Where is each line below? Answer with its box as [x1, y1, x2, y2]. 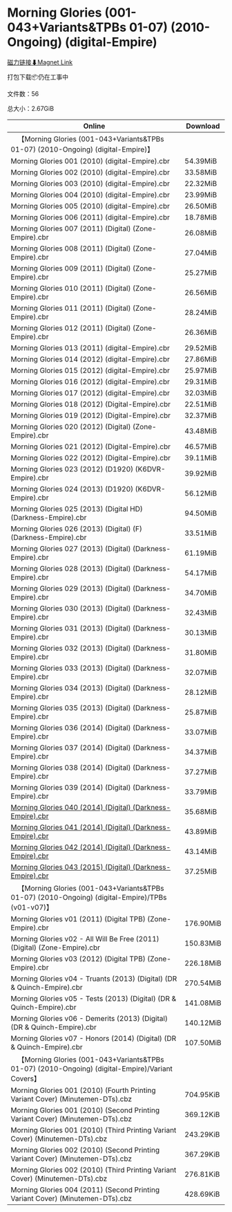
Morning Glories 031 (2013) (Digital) [10, 623, 131, 633]
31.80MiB [184, 647, 217, 657]
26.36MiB [184, 327, 217, 337]
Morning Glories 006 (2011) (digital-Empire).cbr [10, 212, 171, 222]
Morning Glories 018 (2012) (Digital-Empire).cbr [10, 399, 171, 409]
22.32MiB [184, 179, 217, 188]
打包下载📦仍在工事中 [7, 73, 69, 81]
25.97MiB [184, 365, 217, 375]
